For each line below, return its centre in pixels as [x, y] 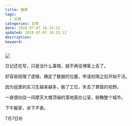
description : [18, 38]
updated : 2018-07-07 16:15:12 [36, 33]
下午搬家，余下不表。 [26, 108]
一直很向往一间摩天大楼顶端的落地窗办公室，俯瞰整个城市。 [65, 97]
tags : [11, 14]
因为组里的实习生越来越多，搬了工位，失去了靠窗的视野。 [63, 86]
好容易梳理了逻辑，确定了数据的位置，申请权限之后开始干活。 [67, 76]
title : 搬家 [16, 10]
